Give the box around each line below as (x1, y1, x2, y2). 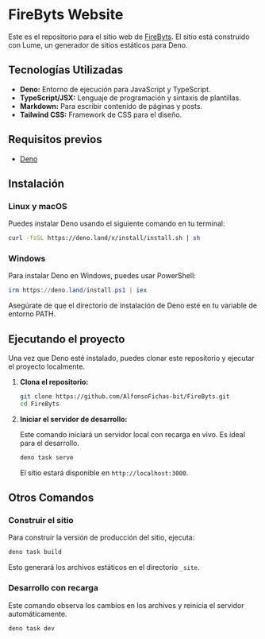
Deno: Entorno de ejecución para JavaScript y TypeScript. (19, 84, 211, 94)
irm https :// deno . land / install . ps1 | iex (8, 286, 148, 295)
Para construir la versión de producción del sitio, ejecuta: (8, 532, 195, 542)
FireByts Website (8, 6, 124, 24)
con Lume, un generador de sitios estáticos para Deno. (8, 40, 188, 49)
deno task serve (19, 453, 74, 462)
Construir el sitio (8, 515, 74, 526)
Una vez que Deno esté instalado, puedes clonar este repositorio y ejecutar (8, 354, 255, 363)
